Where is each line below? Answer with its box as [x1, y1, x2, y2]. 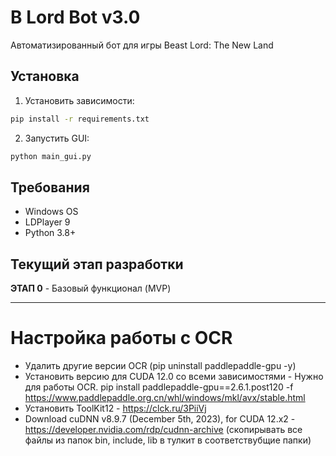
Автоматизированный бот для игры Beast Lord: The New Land [10, 39, 274, 51]
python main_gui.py [10, 151, 92, 161]
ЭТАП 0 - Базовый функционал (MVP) [10, 282, 172, 295]
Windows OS [24, 206, 79, 218]
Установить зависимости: [24, 94, 135, 106]
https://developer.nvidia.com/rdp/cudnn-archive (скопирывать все [24, 424, 303, 436]
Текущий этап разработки [10, 256, 184, 273]
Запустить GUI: [24, 132, 90, 144]
